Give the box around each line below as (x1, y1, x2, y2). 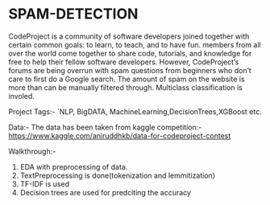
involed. (8, 91, 35, 100)
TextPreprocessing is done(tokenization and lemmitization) (19, 170, 216, 180)
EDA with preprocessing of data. (19, 162, 128, 171)
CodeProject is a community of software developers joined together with (8, 31, 250, 41)
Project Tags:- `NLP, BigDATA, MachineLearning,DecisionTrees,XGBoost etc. (8, 106, 262, 117)
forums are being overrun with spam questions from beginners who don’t (8, 65, 251, 75)
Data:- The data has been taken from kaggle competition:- (8, 122, 202, 132)
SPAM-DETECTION (8, 5, 139, 23)
